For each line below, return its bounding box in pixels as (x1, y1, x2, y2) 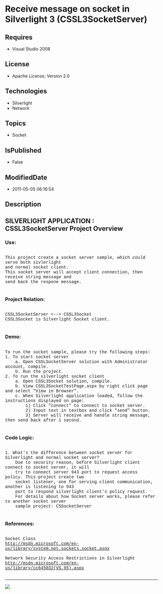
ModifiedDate (5, 173, 48, 181)
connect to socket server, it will (5, 465, 90, 470)
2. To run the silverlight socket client (5, 374, 105, 379)
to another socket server (5, 499, 66, 504)
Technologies (5, 87, 48, 95)
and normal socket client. (5, 265, 69, 270)
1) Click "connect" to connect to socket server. (25, 403, 146, 408)
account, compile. (5, 364, 49, 369)
